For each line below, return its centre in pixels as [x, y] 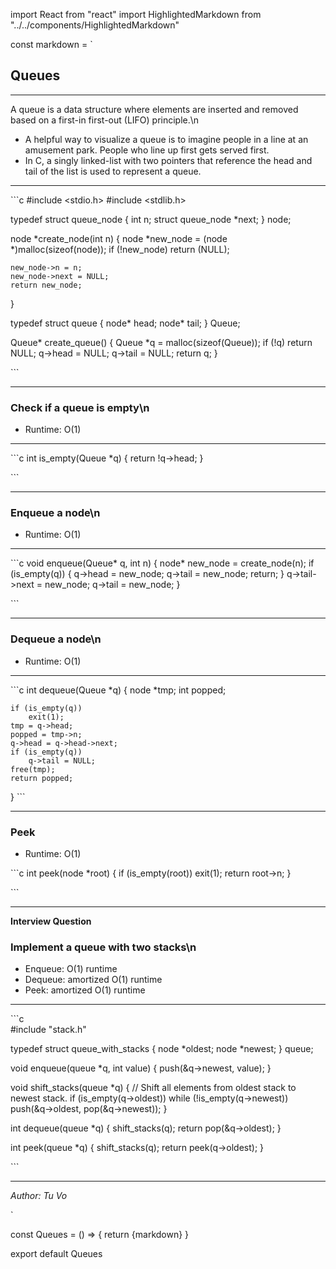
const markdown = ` [51, 44]
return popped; [42, 778]
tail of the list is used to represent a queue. [113, 171]
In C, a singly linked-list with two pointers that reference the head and [168, 160]
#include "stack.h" [48, 1030]
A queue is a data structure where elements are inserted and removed [154, 109]
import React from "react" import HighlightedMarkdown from [136, 14]
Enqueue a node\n [55, 513]
